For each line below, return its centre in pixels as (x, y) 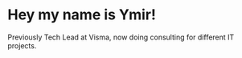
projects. (22, 45)
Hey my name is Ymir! (82, 15)
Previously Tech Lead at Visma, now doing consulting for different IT (121, 37)
